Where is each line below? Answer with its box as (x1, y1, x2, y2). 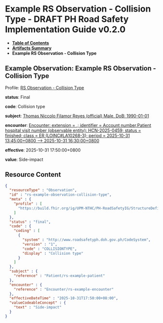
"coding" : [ (14, 229, 40, 233)
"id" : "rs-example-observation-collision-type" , (9, 192, 112, 197)
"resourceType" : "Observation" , (9, 188, 77, 193)
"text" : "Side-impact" (14, 305, 62, 310)
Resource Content (5, 170, 61, 179)
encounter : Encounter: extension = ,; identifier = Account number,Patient (5, 122, 151, 128)
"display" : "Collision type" (22, 251, 83, 256)
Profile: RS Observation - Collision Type (5, 85, 84, 91)
